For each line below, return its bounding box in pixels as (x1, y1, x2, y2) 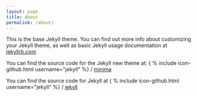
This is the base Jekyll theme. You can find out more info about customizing (6, 36, 191, 43)
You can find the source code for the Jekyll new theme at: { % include (6, 59, 177, 67)
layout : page (6, 8, 38, 15)
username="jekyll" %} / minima (35, 66, 112, 73)
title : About (6, 14, 38, 20)
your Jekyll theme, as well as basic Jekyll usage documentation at (6, 42, 167, 49)
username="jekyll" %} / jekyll (6, 84, 78, 91)
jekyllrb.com (6, 48, 37, 55)
